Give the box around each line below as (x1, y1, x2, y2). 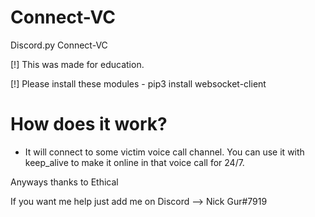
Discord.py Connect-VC (10, 39, 108, 51)
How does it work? (10, 113, 168, 136)
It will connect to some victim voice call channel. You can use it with (24, 146, 305, 158)
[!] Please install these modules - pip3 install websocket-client (10, 77, 267, 90)
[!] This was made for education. (10, 58, 145, 70)
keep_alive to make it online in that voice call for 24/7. (24, 156, 245, 168)
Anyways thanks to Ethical (10, 176, 119, 188)
